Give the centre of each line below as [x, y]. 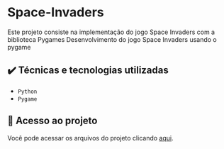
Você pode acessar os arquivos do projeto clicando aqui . [90, 138]
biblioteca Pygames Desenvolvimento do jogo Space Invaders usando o [112, 39]
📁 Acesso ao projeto [52, 121]
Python [27, 92]
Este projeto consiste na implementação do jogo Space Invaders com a [111, 32]
